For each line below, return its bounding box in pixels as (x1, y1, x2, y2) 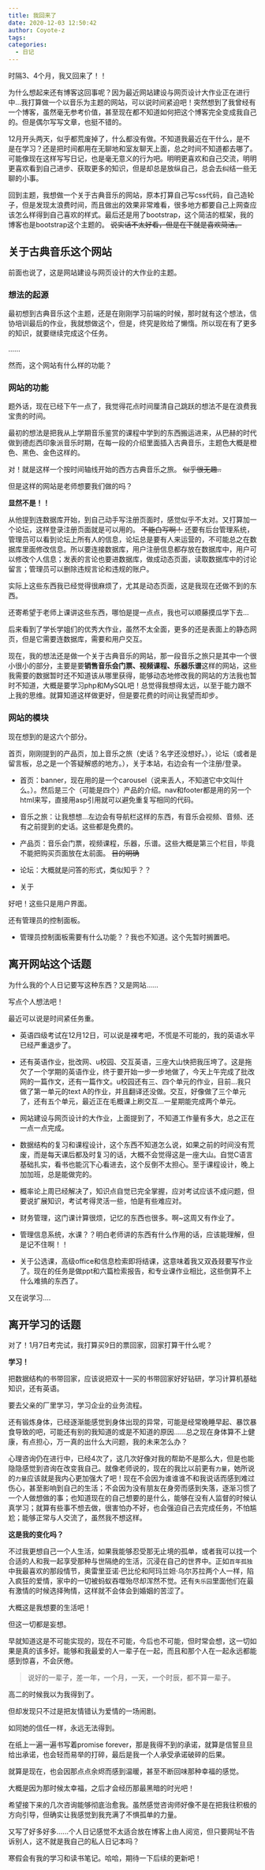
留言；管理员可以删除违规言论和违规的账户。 (8, 564, 154, 574)
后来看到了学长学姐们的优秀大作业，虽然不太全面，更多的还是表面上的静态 (8, 624, 250, 634)
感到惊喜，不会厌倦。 (8, 1656, 77, 1666)
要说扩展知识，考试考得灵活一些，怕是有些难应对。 (19, 1196, 186, 1205)
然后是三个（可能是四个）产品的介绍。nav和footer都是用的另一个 (40, 785, 252, 794)
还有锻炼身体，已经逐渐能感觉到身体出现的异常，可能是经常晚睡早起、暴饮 (8, 1418, 250, 1427)
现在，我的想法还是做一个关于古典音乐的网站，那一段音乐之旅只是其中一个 (8, 651, 250, 661)
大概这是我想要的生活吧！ (8, 1603, 91, 1613)
